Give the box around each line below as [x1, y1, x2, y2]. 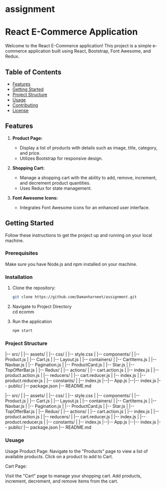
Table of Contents [5, 68, 62, 76]
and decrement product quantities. [19, 180, 91, 186]
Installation [5, 273, 33, 280]
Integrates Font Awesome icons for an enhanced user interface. [19, 204, 150, 210]
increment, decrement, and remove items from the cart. [5, 478, 118, 484]
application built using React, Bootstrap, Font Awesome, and [28, 48, 151, 54]
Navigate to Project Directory [12, 304, 72, 310]
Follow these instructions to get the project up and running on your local [5, 232, 153, 238]
